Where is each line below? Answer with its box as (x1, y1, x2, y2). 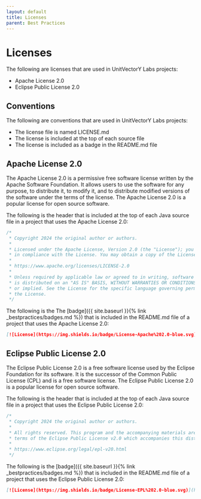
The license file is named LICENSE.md (14, 128, 109, 136)
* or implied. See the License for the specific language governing (8, 285, 184, 291)
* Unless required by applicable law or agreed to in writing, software (8, 274, 194, 280)
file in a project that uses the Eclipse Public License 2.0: (6, 401, 144, 408)
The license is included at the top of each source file (14, 135, 145, 142)
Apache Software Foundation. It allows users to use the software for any (6, 181, 184, 188)
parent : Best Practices (6, 20, 66, 26)
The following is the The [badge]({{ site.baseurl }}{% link (6, 307, 147, 315)
